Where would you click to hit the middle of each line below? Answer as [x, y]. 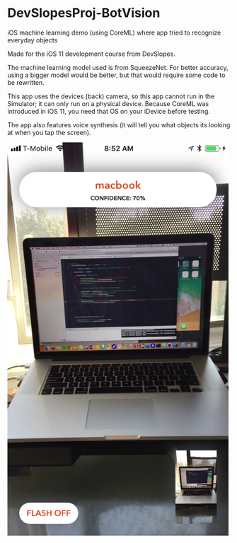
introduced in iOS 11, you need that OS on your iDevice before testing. [109, 111]
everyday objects [33, 40]
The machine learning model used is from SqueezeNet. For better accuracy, [118, 67]
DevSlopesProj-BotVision [84, 13]
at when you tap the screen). [49, 132]
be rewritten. [26, 82]
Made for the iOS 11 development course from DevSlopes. [91, 54]
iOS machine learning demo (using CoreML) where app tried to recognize [114, 33]
